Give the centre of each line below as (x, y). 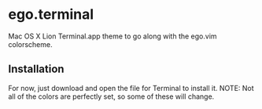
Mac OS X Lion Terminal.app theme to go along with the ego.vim (113, 36)
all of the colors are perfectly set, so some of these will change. (111, 96)
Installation (36, 69)
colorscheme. (30, 44)
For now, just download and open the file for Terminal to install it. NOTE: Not (131, 88)
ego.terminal (51, 15)
